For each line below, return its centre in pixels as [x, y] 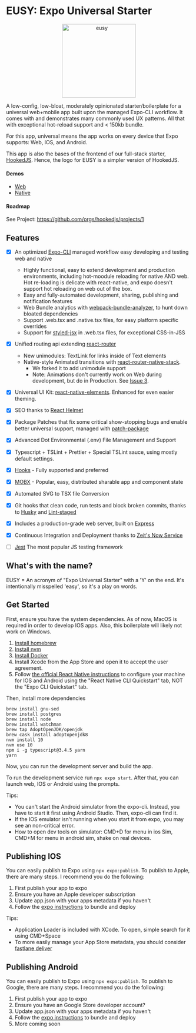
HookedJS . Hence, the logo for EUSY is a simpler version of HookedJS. [93, 160]
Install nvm [28, 649]
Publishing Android [42, 967]
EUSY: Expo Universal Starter [79, 11]
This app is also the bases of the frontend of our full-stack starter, [86, 154]
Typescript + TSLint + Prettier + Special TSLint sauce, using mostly [96, 452]
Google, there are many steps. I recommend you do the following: [86, 988]
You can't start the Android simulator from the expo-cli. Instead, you [97, 806]
